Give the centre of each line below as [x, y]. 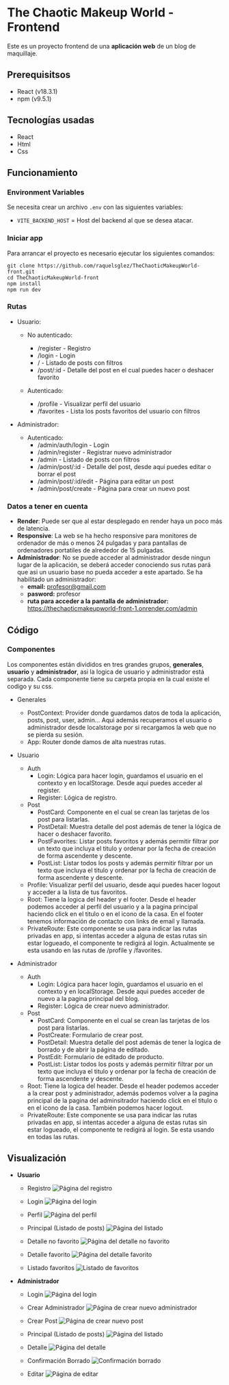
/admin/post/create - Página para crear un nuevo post [113, 488]
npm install [24, 283]
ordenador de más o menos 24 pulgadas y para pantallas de [102, 543]
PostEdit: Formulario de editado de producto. [100, 1056]
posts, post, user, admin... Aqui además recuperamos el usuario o [120, 720]
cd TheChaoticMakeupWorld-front [53, 278]
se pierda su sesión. [55, 735]
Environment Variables [46, 192]
